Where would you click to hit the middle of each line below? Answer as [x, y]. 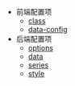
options [41, 48]
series [38, 65]
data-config [48, 29]
